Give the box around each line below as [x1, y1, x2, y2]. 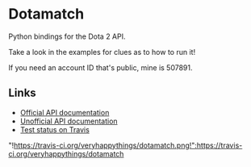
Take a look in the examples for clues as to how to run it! [8, 47, 196, 56]
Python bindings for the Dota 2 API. [8, 31, 127, 41]
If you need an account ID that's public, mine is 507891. [8, 62, 193, 73]
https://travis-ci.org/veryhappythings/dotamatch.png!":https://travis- [13, 140, 243, 150]
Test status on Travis [19, 124, 90, 134]
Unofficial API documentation [19, 116, 119, 126]
